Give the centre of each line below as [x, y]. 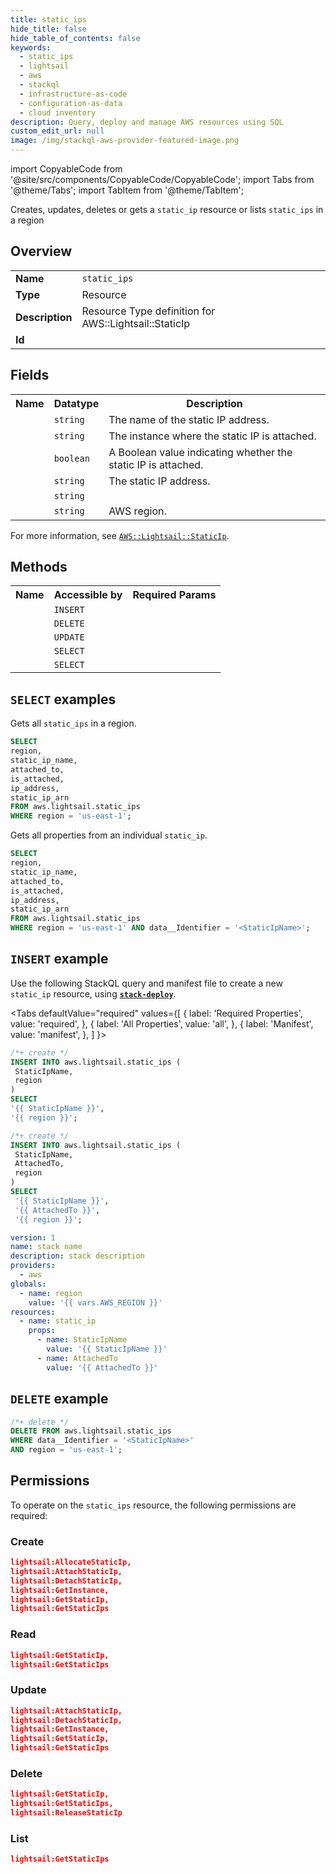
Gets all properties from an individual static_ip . [109, 835]
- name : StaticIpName [82, 1340]
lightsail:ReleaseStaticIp [66, 1813]
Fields [30, 375]
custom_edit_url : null [57, 131]
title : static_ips [48, 19]
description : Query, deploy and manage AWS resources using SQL [147, 122]
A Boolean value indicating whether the [200, 452]
